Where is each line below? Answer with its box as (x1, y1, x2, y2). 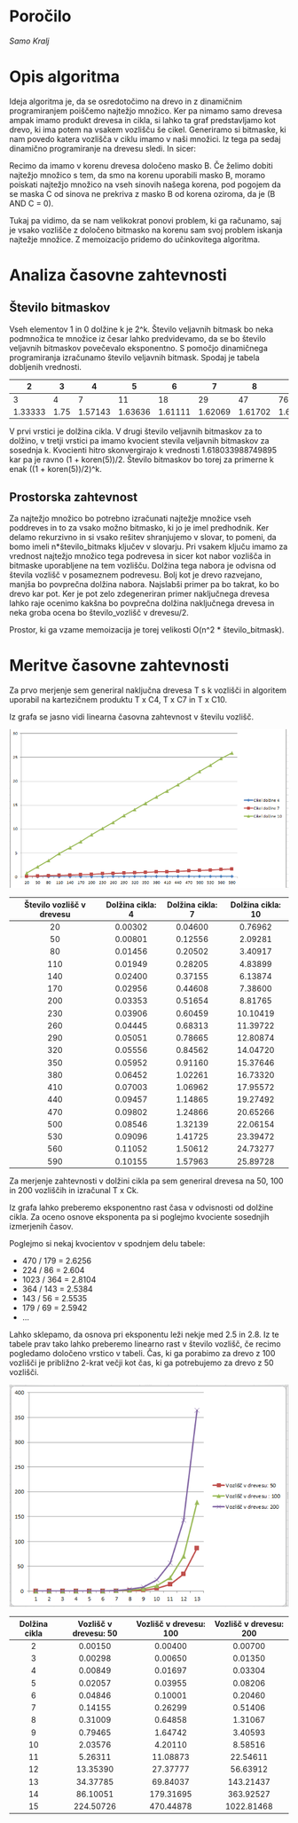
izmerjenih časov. (9, 1222, 74, 1232)
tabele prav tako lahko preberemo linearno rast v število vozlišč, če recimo (9, 1339, 281, 1349)
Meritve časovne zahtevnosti (9, 656, 230, 676)
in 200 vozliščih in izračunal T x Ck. (9, 1185, 139, 1196)
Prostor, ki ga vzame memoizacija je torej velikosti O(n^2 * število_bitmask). (9, 625, 285, 635)
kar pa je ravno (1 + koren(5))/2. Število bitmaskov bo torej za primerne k (9, 454, 275, 465)
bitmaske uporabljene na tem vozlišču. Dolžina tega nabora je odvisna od (9, 561, 277, 571)
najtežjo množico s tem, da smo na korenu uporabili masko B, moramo (9, 169, 266, 180)
